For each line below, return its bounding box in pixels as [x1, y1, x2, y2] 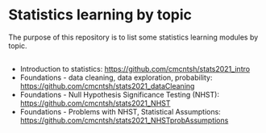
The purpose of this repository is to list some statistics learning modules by [8, 32, 259, 42]
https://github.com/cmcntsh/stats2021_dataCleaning [19, 81, 195, 91]
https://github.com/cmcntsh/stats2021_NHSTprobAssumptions [19, 115, 229, 126]
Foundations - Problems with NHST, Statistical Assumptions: [19, 107, 222, 117]
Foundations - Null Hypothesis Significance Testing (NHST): [19, 90, 220, 100]
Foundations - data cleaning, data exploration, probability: [19, 73, 213, 82]
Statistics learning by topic [8, 6, 192, 24]
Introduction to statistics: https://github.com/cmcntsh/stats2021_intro [19, 64, 251, 74]
